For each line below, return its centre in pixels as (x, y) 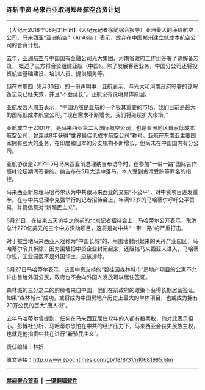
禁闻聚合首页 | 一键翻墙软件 (42, 380)
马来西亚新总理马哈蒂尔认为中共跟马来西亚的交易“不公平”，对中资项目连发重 (102, 192)
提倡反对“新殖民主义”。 (52, 208)
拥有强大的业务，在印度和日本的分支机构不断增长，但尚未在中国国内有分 (102, 143)
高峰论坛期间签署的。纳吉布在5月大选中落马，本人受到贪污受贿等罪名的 (96, 171)
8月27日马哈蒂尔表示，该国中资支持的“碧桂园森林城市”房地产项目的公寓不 (99, 269)
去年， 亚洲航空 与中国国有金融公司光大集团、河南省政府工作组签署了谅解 (97, 58)
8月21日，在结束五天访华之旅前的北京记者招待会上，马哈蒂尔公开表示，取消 (102, 220)
